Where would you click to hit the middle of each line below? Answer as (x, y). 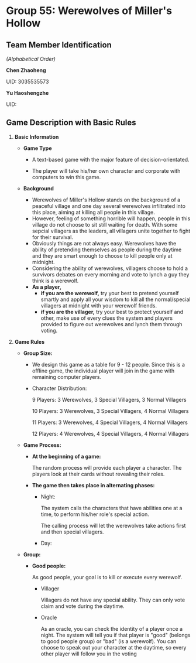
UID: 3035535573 (27, 81)
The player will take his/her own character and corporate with (106, 170)
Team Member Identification (59, 45)
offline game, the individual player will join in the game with (103, 371)
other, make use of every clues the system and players (107, 318)
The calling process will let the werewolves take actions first (113, 525)
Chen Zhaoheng (26, 70)
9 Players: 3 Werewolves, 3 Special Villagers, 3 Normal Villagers (109, 399)
